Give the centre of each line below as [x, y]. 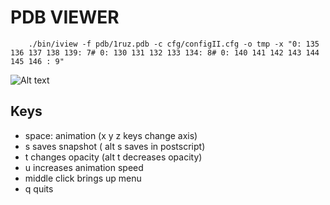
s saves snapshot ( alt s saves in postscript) [115, 146]
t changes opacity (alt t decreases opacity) [113, 157]
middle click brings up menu [83, 178]
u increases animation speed [84, 167]
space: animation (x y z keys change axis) [111, 135]
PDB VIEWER [65, 17]
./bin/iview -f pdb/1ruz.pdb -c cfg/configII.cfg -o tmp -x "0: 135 [174, 44]
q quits [39, 188]
